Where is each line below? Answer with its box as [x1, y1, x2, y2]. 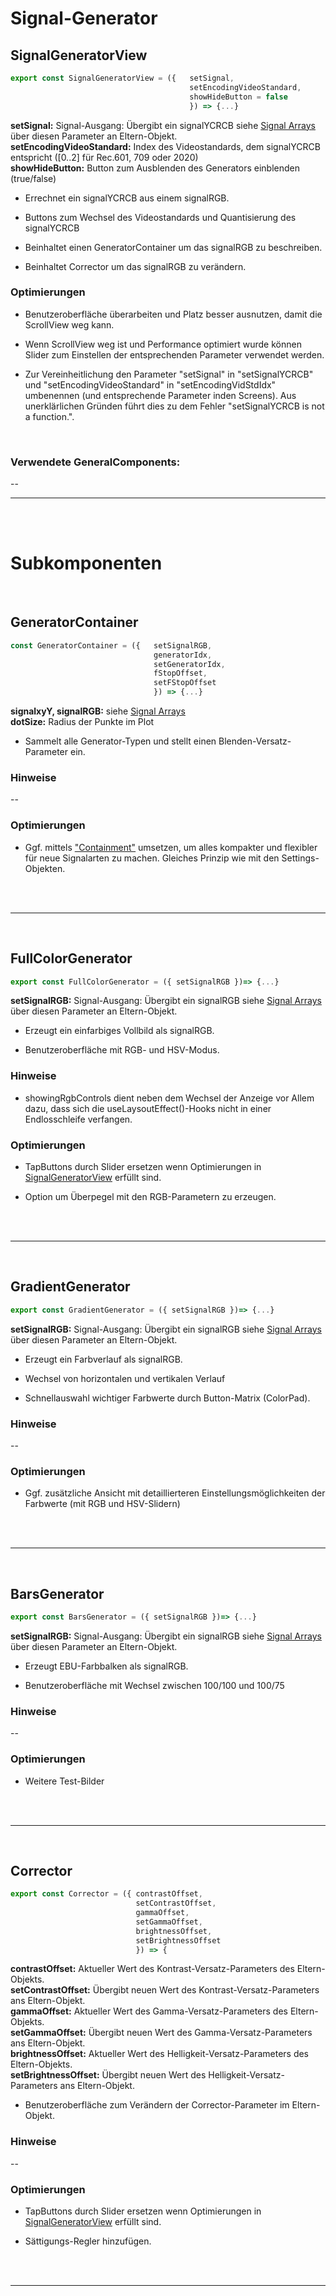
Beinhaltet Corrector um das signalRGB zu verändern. [24, 260, 247, 272]
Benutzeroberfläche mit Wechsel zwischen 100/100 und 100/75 [24, 1679, 285, 1691]
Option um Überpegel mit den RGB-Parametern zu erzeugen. [24, 1190, 277, 1202]
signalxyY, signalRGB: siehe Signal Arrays [10, 705, 186, 717]
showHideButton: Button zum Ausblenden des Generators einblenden [10, 162, 300, 174]
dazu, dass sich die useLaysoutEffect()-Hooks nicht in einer [24, 1102, 272, 1114]
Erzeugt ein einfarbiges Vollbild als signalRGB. [24, 1025, 215, 1037]
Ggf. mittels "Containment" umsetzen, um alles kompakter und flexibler [24, 841, 318, 853]
